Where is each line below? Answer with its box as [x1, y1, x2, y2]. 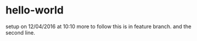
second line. [5, 29, 35, 36]
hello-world [5, 4, 64, 17]
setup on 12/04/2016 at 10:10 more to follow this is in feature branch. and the [5, 23, 192, 30]
